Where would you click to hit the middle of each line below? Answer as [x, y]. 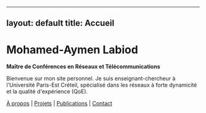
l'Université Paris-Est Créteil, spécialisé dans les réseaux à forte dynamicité [102, 85]
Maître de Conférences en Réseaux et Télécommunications [83, 67]
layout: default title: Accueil [60, 23]
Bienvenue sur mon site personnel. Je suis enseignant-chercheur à [91, 79]
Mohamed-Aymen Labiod [72, 49]
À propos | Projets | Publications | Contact [59, 103]
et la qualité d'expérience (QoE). [47, 92]
